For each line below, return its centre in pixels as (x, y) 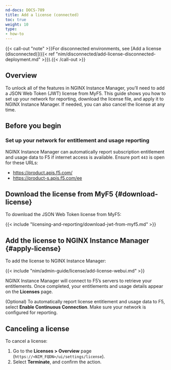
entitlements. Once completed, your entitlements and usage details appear (84, 286)
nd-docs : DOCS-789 (25, 10)
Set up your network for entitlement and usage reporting (78, 141)
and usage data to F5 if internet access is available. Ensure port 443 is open (85, 157)
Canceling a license (37, 329)
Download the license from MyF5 (59, 194)
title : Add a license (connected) (42, 15)
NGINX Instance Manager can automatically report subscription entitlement (85, 151)
